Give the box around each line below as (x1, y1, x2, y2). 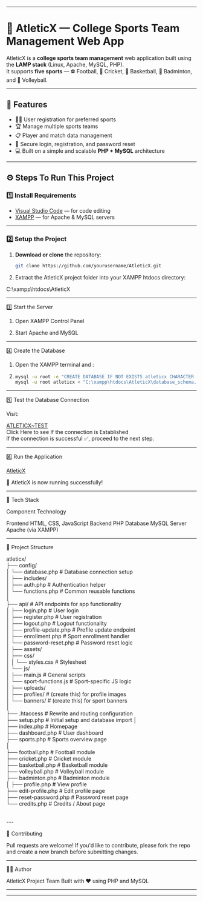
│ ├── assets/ (6, 646, 42, 653)
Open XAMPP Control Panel (14, 317, 85, 324)
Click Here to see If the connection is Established (6, 429, 129, 436)
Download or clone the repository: (14, 251, 101, 258)
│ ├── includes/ (6, 575, 47, 582)
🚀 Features (6, 99, 48, 110)
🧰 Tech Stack (6, 496, 39, 504)
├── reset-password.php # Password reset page (6, 793, 129, 801)
